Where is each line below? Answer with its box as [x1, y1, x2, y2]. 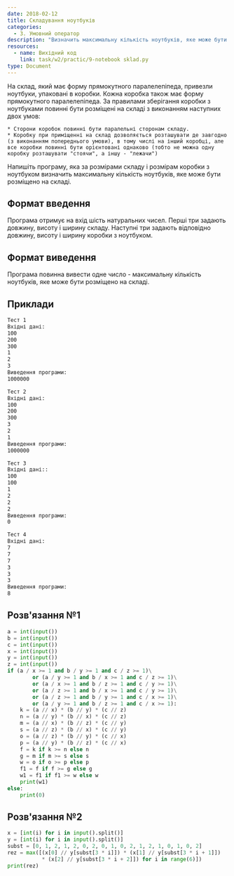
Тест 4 [7, 532, 27, 539]
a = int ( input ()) [7, 628, 58, 635]
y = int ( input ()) [7, 655, 58, 662]
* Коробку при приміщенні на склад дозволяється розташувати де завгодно [7, 131, 228, 139]
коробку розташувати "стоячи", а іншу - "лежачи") [7, 150, 158, 157]
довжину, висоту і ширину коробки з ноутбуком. [7, 231, 153, 240]
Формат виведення [7, 251, 97, 264]
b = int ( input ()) [7, 634, 58, 642]
